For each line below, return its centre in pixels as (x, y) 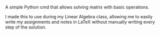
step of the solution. (26, 27)
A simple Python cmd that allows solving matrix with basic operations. (77, 7)
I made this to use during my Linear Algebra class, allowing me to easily (79, 17)
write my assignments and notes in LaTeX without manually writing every (80, 22)
